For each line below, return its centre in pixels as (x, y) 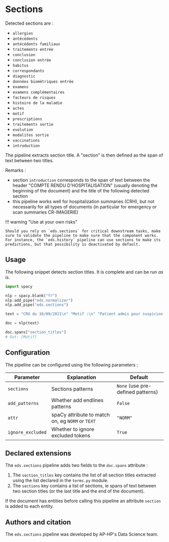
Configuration (28, 353)
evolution (23, 129)
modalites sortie (31, 135)
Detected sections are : (29, 23)
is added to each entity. (30, 506)
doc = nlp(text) (22, 323)
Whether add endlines (77, 400)
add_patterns (23, 403)
